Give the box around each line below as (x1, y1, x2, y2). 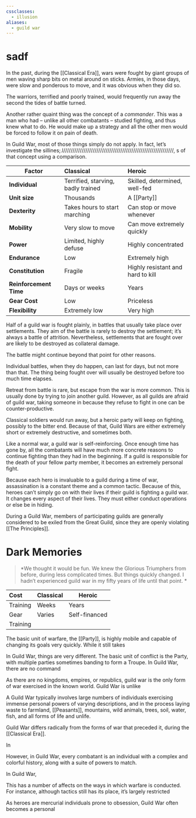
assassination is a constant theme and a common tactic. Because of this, (6, 483, 181, 490)
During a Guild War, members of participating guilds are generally (6, 513, 163, 520)
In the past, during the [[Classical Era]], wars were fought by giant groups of (6, 70, 190, 77)
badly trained (64, 184, 101, 193)
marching (64, 211, 90, 219)
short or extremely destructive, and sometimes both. (6, 429, 132, 436)
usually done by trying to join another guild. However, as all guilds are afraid (6, 393, 188, 400)
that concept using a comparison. (6, 153, 87, 160)
